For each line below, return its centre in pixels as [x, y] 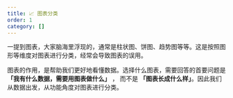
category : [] [26, 26]
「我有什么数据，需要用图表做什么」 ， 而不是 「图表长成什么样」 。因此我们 [114, 79]
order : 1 [20, 20]
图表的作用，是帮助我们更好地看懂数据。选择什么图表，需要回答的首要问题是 [116, 70]
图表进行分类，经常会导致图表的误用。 [92, 55]
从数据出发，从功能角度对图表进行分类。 [65, 88]
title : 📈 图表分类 [33, 13]
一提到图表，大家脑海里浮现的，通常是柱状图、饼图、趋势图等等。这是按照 [113, 47]
